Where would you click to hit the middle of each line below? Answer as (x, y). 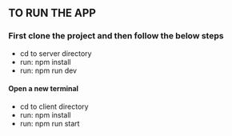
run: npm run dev (48, 70)
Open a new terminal (43, 89)
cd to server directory (56, 53)
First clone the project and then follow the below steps (116, 36)
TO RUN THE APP (52, 13)
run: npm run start (50, 123)
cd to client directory (54, 106)
